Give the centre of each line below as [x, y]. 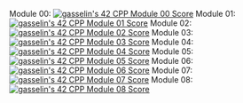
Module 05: [172, 51]
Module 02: [171, 23]
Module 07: [172, 70]
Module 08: [172, 79]
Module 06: [172, 61]
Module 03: [172, 32]
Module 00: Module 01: [123, 14]
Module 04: [172, 42]
